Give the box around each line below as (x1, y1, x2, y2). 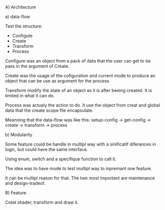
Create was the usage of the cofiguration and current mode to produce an (5, 73, 156, 78)
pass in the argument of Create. (5, 63, 70, 69)
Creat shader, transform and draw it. (5, 199, 79, 205)
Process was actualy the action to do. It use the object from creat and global (5, 102, 160, 108)
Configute (12, 33, 33, 38)
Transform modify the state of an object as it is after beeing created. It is (5, 88, 152, 93)
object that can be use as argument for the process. (5, 78, 111, 84)
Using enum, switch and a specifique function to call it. (5, 156, 117, 162)
